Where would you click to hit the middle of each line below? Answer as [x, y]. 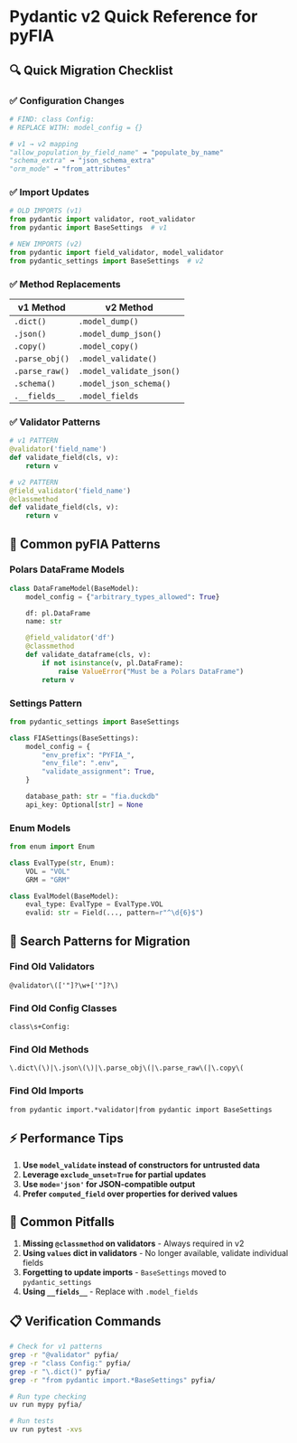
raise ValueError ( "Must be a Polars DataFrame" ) [151, 671]
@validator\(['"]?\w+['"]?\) [64, 985]
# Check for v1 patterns [56, 1347]
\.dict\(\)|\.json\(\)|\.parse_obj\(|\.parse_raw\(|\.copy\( [127, 1068]
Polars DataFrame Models [67, 569]
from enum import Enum [52, 847]
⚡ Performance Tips [66, 1139]
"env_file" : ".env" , [80, 764]
